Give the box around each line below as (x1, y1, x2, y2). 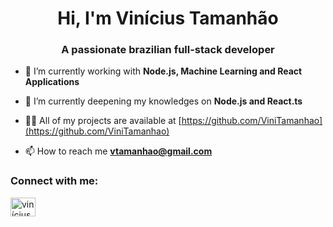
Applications (24, 76, 80, 88)
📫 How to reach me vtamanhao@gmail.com (24, 145, 213, 157)
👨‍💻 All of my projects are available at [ (24, 115, 182, 127)
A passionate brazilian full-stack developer (61, 43, 275, 57)
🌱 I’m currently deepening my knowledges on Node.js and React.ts (24, 95, 303, 107)
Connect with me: (10, 174, 99, 188)
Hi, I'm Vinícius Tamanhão (57, 7, 279, 30)
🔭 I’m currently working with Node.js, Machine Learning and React (24, 65, 303, 77)
